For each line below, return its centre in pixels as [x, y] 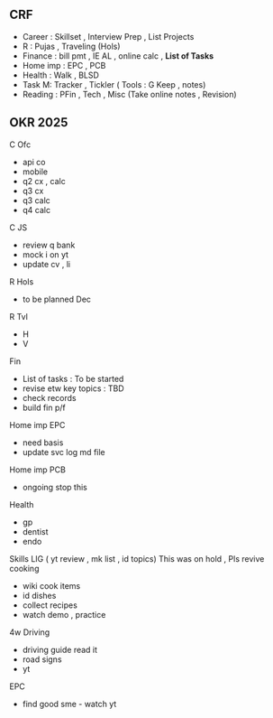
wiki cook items [51, 585]
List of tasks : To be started [73, 378]
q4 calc [36, 210]
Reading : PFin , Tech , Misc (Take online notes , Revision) [129, 94]
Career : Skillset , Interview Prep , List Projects [108, 36]
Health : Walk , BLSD [60, 75]
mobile [35, 172]
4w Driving [30, 632]
